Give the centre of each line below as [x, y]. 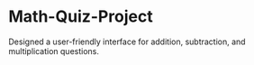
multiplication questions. [54, 51]
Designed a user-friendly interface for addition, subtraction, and [127, 42]
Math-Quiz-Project [81, 17]
